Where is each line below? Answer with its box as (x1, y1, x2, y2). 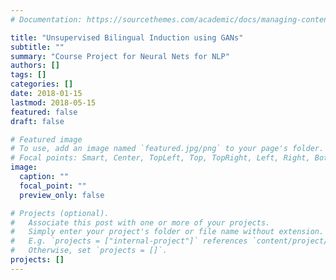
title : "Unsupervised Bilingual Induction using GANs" (10, 32, 244, 43)
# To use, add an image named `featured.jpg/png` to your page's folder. (10, 144, 325, 154)
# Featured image (10, 134, 83, 145)
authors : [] (10, 61, 60, 71)
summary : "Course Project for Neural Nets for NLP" (10, 51, 230, 61)
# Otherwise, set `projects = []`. (10, 246, 168, 256)
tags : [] (10, 70, 47, 80)
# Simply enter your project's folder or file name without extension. (10, 227, 325, 237)
